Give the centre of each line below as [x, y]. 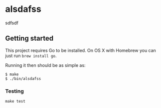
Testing [14, 91]
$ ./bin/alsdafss [23, 79]
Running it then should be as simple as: [45, 65]
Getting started [29, 38]
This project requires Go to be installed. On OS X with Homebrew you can [80, 50]
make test [15, 102]
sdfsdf [12, 23]
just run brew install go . [31, 55]
